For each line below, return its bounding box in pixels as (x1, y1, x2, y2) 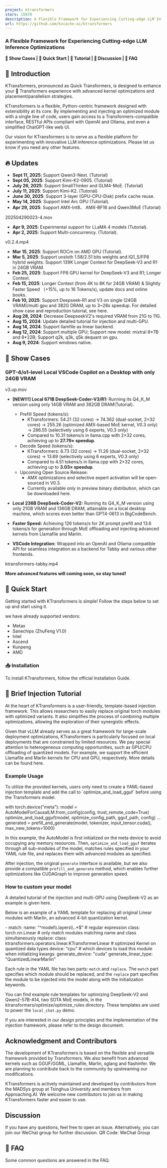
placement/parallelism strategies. (5, 93, 74, 100)
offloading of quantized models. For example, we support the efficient (5, 749, 148, 755)
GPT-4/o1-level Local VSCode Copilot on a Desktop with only (5, 369, 155, 376)
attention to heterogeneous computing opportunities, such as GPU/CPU (5, 744, 152, 750)
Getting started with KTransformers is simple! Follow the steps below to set (5, 598, 159, 604)
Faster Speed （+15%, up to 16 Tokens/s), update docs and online (12, 286, 148, 292)
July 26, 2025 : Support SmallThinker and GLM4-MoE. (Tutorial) (12, 183, 143, 189)
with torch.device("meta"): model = (5, 804, 78, 810)
